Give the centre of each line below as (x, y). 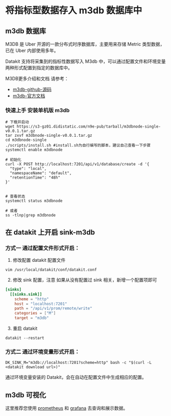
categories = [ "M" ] (35, 313)
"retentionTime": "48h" (35, 178)
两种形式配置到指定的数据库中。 (39, 68)
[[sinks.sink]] (26, 294)
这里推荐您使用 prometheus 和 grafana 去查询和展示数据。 (67, 408)
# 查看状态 (15, 197)
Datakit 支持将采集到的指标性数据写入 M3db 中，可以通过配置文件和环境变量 (86, 61)
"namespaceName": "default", (41, 173)
